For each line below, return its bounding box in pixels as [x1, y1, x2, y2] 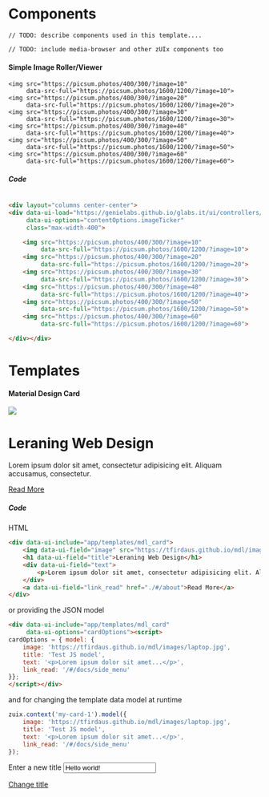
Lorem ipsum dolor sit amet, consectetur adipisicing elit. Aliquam [8, 460, 223, 470]
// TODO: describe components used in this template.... [8, 31, 203, 39]
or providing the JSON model [8, 605, 105, 615]
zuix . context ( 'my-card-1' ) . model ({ [8, 710, 127, 718]
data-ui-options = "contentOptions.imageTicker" [26, 216, 184, 225]
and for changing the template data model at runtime [8, 695, 183, 705]
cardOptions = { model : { [8, 636, 94, 644]
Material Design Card [8, 388, 80, 398]
